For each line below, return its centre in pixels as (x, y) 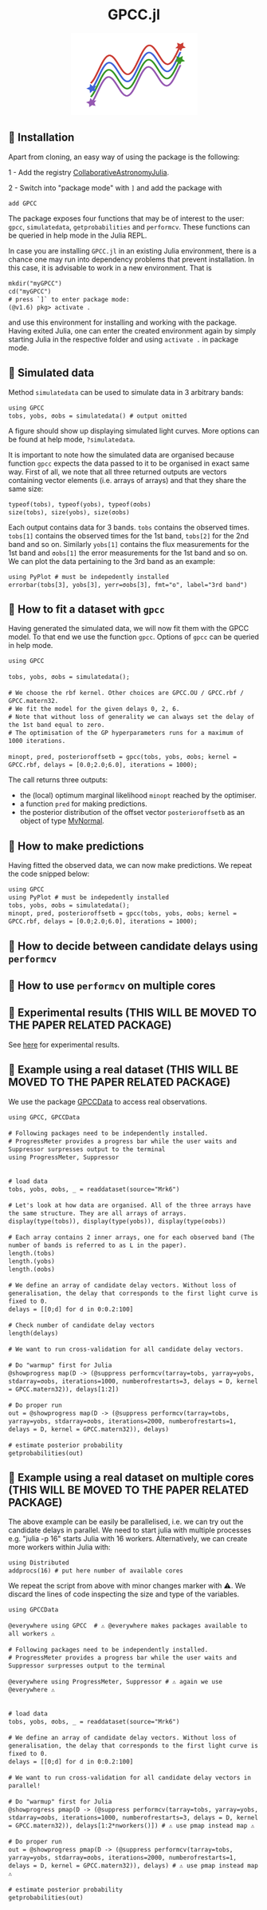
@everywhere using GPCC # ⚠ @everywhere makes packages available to (128, 1626)
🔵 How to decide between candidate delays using (133, 946)
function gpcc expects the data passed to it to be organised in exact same (129, 463)
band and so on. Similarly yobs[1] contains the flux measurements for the (129, 544)
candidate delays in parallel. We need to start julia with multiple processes (130, 1530)
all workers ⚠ (32, 1634)
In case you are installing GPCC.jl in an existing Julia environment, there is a (132, 250)
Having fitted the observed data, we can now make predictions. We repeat (130, 865)
